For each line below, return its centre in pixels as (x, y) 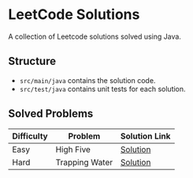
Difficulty (30, 136)
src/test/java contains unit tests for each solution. (103, 89)
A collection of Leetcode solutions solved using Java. (95, 36)
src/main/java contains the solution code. (87, 80)
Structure (32, 61)
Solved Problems (51, 114)
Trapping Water (84, 162)
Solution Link (146, 136)
